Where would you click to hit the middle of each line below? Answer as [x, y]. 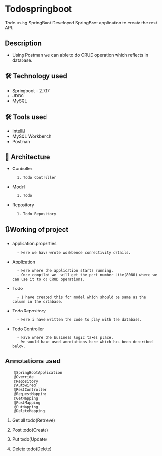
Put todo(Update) [30, 439]
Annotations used [33, 361]
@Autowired [25, 385]
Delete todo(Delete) [32, 449]
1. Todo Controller [36, 178]
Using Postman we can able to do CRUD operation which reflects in [80, 55]
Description [23, 43]
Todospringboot [39, 9]
